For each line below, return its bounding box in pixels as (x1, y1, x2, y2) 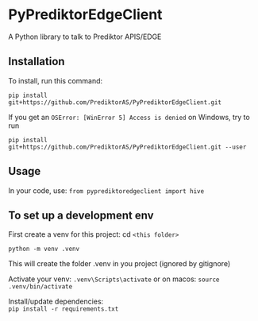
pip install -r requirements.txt (8, 305, 119, 313)
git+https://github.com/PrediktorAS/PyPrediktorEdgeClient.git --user (8, 143, 247, 151)
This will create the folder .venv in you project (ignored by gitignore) (8, 259, 231, 269)
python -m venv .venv (8, 245, 80, 253)
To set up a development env (8, 208, 154, 222)
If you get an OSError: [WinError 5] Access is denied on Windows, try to (8, 112, 250, 122)
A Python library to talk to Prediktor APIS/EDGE (8, 32, 162, 41)
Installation (8, 55, 65, 68)
